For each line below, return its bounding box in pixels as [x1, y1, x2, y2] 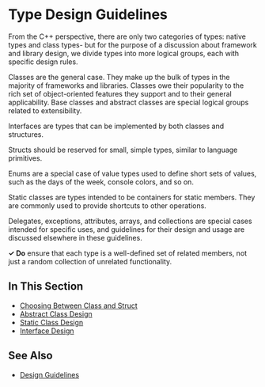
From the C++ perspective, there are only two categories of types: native [8, 32, 247, 41]
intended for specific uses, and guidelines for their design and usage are [8, 224, 245, 234]
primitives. [8, 153, 43, 163]
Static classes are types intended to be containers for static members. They [8, 192, 256, 202]
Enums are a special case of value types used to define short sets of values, [8, 169, 257, 178]
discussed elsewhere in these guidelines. [8, 233, 142, 242]
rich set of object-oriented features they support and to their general [8, 89, 232, 98]
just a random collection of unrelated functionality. [8, 256, 172, 266]
